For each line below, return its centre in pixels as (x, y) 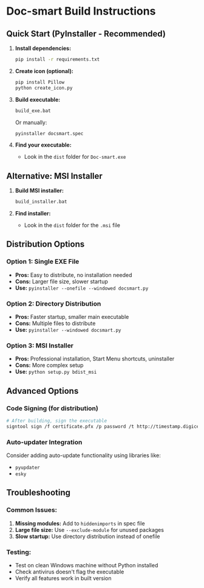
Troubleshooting (39, 493)
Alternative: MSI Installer (55, 176)
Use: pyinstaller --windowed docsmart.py (68, 330)
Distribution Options (46, 244)
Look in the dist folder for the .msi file (72, 225)
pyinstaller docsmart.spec (49, 133)
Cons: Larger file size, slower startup (61, 281)
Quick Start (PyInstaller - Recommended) (86, 34)
